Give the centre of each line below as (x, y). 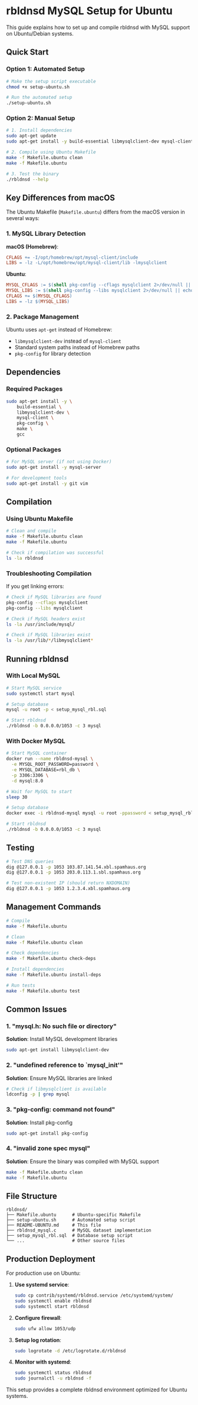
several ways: (23, 218)
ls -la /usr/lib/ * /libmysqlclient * (50, 640)
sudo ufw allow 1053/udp (45, 1329)
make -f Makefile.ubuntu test (43, 991)
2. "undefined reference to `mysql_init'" (65, 1065)
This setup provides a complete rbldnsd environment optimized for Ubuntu (97, 1390)
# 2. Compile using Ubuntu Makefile (51, 152)
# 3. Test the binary (33, 174)
